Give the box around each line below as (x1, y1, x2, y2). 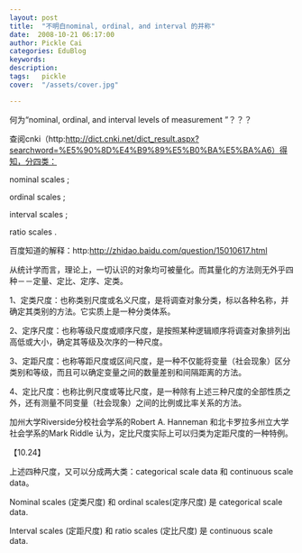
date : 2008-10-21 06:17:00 (9, 30, 115, 39)
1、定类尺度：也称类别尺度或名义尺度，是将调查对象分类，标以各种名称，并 (9, 294, 289, 305)
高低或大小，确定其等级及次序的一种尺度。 (9, 336, 168, 347)
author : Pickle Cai (9, 38, 83, 48)
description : (9, 64, 59, 73)
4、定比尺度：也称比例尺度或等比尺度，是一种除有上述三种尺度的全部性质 (9, 385, 284, 397)
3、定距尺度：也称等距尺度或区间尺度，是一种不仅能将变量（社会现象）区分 (9, 355, 291, 366)
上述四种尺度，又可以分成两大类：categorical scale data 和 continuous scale (9, 465, 294, 476)
